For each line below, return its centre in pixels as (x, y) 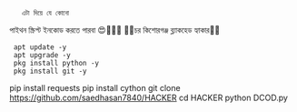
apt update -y (40, 47)
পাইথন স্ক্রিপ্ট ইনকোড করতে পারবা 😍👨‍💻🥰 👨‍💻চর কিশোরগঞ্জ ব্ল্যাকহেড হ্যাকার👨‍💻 (115, 30)
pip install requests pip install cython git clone (95, 88)
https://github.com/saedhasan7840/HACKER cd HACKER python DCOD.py (149, 97)
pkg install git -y (50, 71)
